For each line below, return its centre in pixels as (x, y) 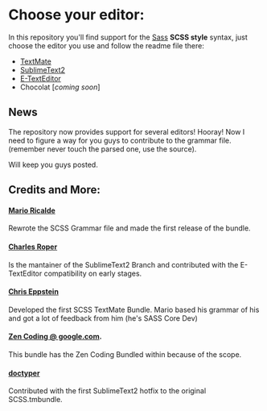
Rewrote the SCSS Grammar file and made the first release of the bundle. (129, 228)
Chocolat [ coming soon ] (60, 87)
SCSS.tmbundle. (35, 400)
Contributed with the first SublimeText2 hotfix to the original (107, 391)
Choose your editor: (76, 15)
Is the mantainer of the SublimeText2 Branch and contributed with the (123, 264)
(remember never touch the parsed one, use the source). (103, 149)
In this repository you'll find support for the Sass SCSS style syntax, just (128, 37)
